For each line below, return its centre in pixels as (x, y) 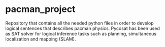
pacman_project (40, 9)
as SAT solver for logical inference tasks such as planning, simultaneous (81, 33)
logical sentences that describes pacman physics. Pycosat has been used (82, 28)
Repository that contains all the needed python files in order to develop (79, 23)
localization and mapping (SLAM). (41, 39)
